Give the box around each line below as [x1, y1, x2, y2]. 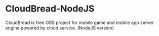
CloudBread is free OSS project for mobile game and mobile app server [5, 19, 154, 25]
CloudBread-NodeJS [5, 3, 95, 14]
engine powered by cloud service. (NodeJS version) [5, 24, 114, 30]
